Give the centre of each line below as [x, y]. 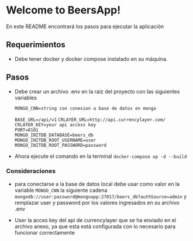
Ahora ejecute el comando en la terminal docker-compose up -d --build [101, 156]
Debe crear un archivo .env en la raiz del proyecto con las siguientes [97, 91]
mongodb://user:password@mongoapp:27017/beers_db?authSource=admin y [101, 196]
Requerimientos [36, 45]
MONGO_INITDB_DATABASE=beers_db [54, 135]
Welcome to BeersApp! [63, 10]
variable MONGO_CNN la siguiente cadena [61, 190]
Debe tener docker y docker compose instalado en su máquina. [91, 58]
